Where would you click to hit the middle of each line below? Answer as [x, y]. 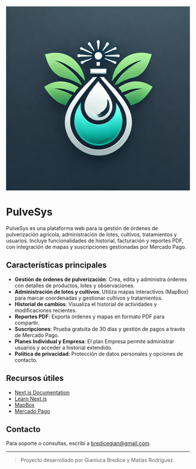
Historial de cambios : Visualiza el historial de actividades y [86, 304]
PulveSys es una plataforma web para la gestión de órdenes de [82, 228]
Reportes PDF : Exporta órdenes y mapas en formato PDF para [90, 317]
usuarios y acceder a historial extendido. [63, 348]
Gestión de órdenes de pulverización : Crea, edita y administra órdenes [101, 279]
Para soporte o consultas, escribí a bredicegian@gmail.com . [78, 443]
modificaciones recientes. [45, 310]
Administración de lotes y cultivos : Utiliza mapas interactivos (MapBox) [101, 291]
